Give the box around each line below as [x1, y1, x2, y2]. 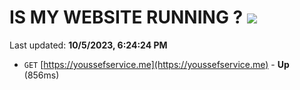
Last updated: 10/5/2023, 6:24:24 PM [9, 39, 168, 51]
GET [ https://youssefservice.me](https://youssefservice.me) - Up [23, 58, 290, 70]
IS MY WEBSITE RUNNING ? [9, 6, 244, 29]
